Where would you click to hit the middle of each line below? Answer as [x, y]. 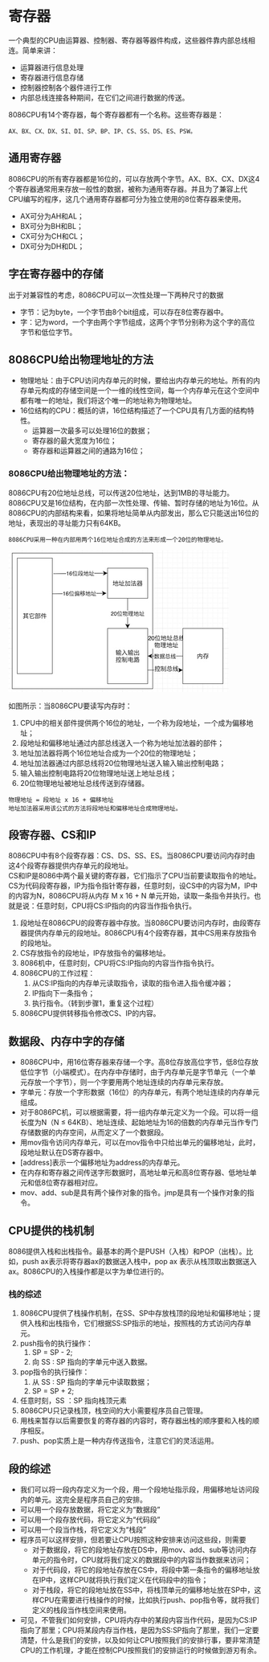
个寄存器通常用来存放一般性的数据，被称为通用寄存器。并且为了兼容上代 [128, 189]
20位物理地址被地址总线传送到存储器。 [84, 783]
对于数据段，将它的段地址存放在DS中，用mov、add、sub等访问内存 [144, 1550]
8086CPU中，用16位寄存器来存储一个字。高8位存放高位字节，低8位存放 [139, 1062]
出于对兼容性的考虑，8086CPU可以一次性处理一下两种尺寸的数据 [116, 295]
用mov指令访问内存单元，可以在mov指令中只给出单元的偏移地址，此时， [140, 1143]
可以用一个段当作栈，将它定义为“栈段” [83, 1530]
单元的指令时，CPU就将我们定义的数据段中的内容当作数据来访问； [141, 1560]
